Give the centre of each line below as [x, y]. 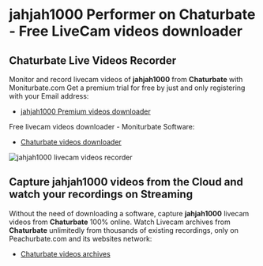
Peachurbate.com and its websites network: [81, 238]
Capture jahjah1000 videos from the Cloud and [126, 182]
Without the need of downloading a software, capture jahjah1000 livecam [129, 213]
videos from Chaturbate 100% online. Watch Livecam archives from [120, 222]
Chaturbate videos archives [66, 253]
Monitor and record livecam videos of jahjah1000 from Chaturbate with [126, 79]
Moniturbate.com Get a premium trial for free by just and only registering [127, 88]
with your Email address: [49, 96]
